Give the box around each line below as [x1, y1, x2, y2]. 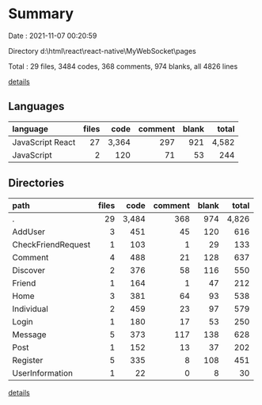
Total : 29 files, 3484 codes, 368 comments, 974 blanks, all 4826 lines [8, 61, 238, 71]
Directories [8, 176, 65, 190]
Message [12, 329, 47, 340]
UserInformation [12, 367, 74, 378]
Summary [8, 5, 74, 23]
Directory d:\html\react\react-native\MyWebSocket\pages [8, 46, 196, 55]
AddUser [12, 226, 46, 237]
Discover [12, 264, 46, 275]
